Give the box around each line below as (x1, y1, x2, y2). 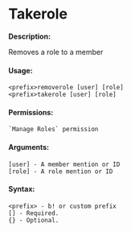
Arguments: (8, 142, 50, 151)
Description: (8, 31, 51, 41)
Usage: (8, 65, 34, 75)
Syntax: (8, 184, 35, 194)
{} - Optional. (8, 216, 59, 224)
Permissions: (8, 107, 54, 117)
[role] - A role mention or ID (8, 167, 113, 176)
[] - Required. (8, 209, 59, 217)
